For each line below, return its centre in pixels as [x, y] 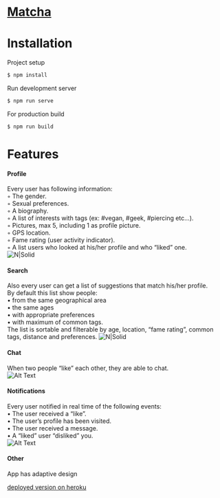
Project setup [26, 63]
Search [18, 270]
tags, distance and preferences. [52, 337]
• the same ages [31, 307]
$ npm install [27, 75]
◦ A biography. [28, 211]
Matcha [29, 12]
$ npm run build [30, 127]
